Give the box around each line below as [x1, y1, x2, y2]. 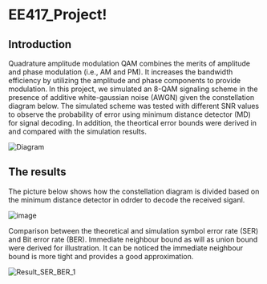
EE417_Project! [8, 6, 107, 24]
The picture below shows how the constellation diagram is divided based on [8, 186, 260, 196]
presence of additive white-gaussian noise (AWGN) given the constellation [8, 93, 255, 102]
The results [8, 166, 67, 179]
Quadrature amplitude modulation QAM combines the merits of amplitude [8, 58, 251, 68]
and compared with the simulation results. [8, 126, 147, 136]
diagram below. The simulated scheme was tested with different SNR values [8, 102, 259, 110]
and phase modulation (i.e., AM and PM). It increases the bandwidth [8, 67, 233, 77]
